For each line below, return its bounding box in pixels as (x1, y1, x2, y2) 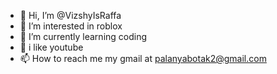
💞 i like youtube (19, 41, 84, 53)
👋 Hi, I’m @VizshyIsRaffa (19, 10, 122, 21)
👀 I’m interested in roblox (19, 20, 123, 32)
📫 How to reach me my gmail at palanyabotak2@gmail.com (19, 53, 267, 64)
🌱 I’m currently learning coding (19, 31, 148, 42)
